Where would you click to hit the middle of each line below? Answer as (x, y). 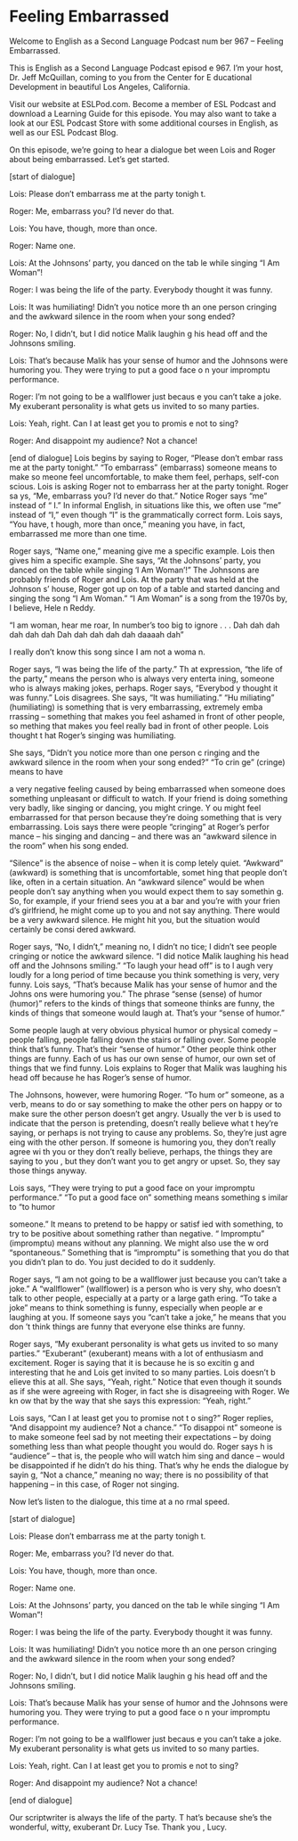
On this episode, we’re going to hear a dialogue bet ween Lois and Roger (142, 150)
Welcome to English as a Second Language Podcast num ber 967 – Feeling (146, 41)
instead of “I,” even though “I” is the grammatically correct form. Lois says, (146, 514)
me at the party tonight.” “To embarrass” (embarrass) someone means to (143, 467)
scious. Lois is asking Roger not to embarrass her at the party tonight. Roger (149, 486)
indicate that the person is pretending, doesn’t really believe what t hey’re (144, 1123)
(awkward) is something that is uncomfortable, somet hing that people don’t (148, 872)
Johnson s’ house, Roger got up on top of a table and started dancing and (145, 588)
